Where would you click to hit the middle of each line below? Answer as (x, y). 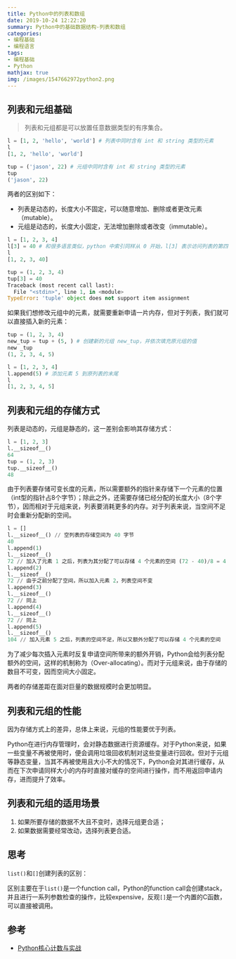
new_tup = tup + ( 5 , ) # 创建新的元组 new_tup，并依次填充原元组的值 (102, 342)
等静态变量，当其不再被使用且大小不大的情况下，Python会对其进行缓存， (113, 761)
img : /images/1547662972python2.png (61, 79)
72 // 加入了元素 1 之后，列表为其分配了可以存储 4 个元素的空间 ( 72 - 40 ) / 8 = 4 (117, 561)
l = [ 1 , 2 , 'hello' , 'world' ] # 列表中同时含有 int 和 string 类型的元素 (111, 141)
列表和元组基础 (40, 109)
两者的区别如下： (32, 194)
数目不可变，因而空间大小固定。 (53, 671)
